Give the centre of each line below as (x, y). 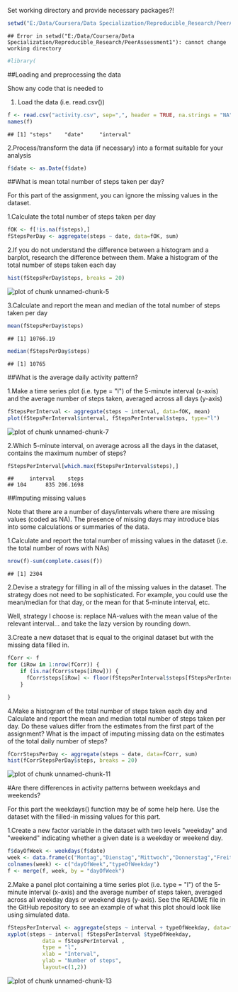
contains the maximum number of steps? (67, 453)
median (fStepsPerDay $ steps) (49, 351)
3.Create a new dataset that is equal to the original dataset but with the (110, 638)
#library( (22, 61)
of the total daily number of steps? (57, 741)
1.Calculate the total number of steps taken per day (81, 217)
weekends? (24, 795)
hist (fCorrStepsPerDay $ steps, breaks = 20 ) (73, 761)
